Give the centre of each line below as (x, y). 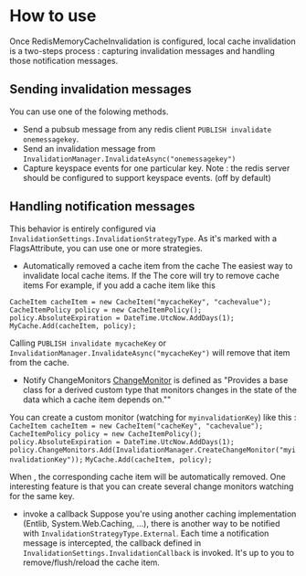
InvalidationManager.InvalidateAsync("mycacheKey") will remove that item (150, 352)
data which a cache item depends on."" (97, 400)
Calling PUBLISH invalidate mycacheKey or (88, 343)
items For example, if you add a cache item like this (119, 285)
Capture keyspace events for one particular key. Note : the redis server (156, 168)
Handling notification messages (102, 207)
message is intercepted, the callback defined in (112, 543)
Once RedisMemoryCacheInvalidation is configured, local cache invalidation (153, 41)
